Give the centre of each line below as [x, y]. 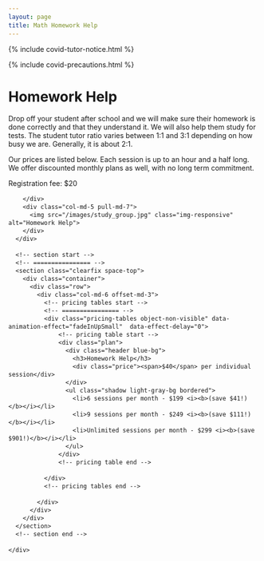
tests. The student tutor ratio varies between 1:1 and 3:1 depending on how [130, 136]
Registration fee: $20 [43, 184]
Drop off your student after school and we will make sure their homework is [132, 119]
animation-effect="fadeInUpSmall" [66, 327]
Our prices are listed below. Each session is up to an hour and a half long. [129, 160]
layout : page [30, 17]
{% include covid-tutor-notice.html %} [71, 49]
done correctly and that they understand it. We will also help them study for [132, 127]
